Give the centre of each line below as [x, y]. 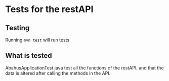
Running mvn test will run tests [37, 40]
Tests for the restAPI [49, 9]
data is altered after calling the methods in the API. [58, 73]
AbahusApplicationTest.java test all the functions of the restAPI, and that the [85, 68]
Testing [17, 28]
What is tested [29, 56]
